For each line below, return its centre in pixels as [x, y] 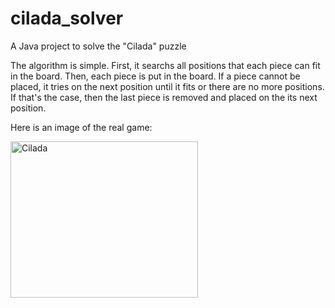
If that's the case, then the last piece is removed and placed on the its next [164, 97]
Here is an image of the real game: [81, 127]
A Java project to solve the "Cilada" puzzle [98, 46]
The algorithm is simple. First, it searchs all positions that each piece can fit [165, 65]
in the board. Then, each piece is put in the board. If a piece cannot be [155, 76]
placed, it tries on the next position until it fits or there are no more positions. [167, 86]
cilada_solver [67, 18]
